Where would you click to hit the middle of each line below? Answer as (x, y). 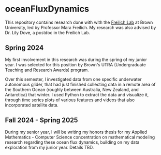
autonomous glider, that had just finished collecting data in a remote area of (80, 84)
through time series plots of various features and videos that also (70, 100)
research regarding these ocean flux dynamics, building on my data (72, 142)
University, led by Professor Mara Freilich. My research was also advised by (80, 27)
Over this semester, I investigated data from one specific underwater (73, 79)
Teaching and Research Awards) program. (47, 70)
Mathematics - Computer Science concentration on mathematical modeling (80, 137)
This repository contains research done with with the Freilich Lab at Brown (79, 22)
